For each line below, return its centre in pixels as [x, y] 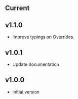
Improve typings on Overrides [42, 37]
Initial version [26, 92]
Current [17, 8]
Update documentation [36, 64]
